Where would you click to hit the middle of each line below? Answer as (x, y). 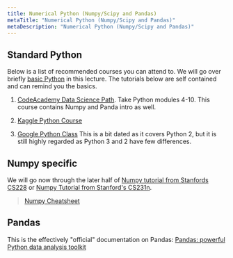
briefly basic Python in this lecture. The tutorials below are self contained (112, 79)
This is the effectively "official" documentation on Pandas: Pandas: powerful (116, 239)
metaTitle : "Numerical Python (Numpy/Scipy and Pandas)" (91, 20)
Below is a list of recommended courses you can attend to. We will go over (114, 72)
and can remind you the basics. (52, 86)
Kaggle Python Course (49, 121)
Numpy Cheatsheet (52, 201)
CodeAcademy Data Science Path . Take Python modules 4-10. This (113, 100)
